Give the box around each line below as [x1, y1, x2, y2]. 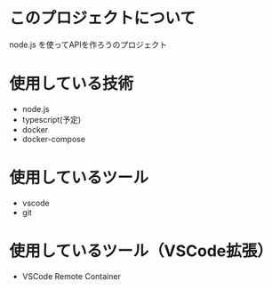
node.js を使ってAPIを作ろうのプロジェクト [9, 39, 167, 50]
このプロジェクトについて [9, 8, 196, 28]
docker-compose [21, 133, 86, 144]
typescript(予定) [21, 114, 82, 124]
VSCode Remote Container [21, 270, 122, 281]
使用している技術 [9, 74, 134, 94]
